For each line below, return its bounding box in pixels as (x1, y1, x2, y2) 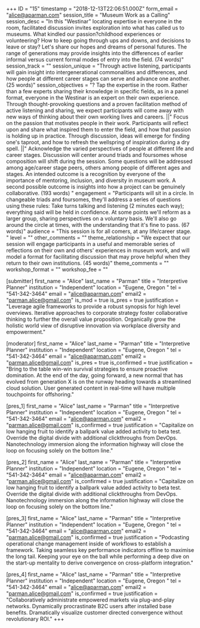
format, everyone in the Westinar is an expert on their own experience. (6, 94, 180, 101)
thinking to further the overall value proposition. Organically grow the (6, 315, 176, 323)
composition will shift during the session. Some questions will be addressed (6, 158, 193, 165)
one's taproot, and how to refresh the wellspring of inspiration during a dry (6, 139, 190, 145)
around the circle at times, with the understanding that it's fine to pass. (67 (6, 222, 190, 228)
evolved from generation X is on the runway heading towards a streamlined (6, 378, 191, 385)
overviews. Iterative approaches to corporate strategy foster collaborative (6, 310, 188, 316)
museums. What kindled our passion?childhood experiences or (6, 31, 161, 38)
